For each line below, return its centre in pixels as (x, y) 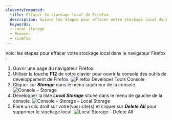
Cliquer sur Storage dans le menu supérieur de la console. (74, 84)
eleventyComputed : (25, 10)
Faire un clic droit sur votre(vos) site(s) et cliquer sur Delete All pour (85, 106)
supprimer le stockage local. (43, 112)
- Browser (20, 34)
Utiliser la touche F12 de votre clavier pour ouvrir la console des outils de (90, 74)
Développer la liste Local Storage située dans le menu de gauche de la (88, 95)
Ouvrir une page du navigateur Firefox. (53, 68)
